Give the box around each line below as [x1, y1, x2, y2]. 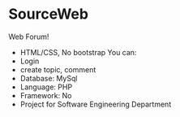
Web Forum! [8, 32, 49, 41]
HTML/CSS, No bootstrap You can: [19, 47, 137, 57]
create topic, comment [19, 64, 96, 74]
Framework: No [19, 90, 72, 100]
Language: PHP [19, 82, 73, 92]
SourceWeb [8, 5, 89, 24]
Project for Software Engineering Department [19, 99, 172, 109]
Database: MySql [19, 73, 78, 83]
